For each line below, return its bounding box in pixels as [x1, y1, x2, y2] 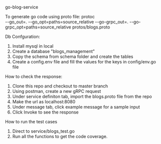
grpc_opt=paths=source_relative [5, 24, 71, 30]
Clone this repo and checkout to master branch [12, 83, 108, 89]
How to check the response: [5, 74, 63, 79]
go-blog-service [5, 4, 38, 10]
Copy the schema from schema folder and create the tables [12, 54, 133, 59]
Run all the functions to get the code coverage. [12, 134, 108, 139]
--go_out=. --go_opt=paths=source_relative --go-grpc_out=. [5, 19, 129, 25]
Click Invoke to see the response [12, 109, 79, 115]
